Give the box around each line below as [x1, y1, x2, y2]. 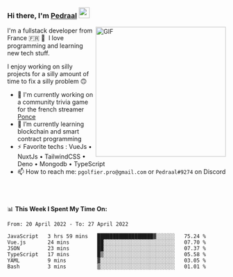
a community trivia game [17, 98, 89, 107]
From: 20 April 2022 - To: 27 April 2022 [7, 221, 129, 228]
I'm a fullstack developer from [7, 26, 93, 35]
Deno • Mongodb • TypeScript [17, 160, 105, 168]
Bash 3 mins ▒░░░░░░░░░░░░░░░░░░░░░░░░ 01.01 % [7, 263, 207, 270]
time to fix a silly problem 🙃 [7, 77, 87, 86]
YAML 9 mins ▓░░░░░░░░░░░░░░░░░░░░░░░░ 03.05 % [7, 257, 207, 265]
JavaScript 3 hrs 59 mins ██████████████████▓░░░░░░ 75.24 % [7, 233, 207, 240]
